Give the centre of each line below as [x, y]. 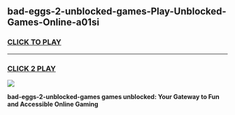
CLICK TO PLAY [34, 43]
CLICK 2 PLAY [31, 68]
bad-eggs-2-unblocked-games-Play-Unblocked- [117, 11]
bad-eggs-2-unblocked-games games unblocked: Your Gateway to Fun [114, 96]
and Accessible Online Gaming [53, 104]
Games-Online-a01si [54, 23]
